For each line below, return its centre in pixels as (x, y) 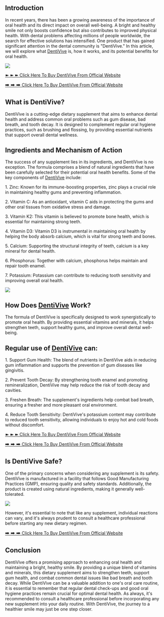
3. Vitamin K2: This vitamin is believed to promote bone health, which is (77, 217)
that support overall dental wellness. (42, 135)
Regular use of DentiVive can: (51, 348)
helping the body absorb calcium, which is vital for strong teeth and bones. (81, 236)
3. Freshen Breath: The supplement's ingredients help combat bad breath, (80, 400)
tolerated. (15, 494)
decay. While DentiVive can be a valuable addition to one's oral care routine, (82, 583)
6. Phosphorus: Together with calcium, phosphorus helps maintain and (76, 261)
